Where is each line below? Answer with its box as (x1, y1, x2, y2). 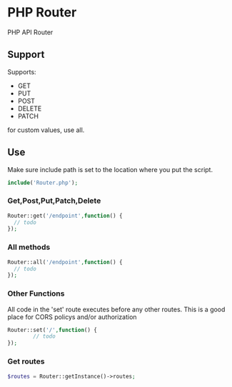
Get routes (7, 356, 45, 366)
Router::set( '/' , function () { (7, 326, 98, 333)
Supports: (7, 67, 37, 76)
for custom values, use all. (7, 126, 85, 134)
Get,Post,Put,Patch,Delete (7, 196, 101, 206)
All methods (7, 242, 51, 252)
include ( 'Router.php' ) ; (7, 179, 79, 186)
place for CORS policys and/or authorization (7, 312, 137, 321)
